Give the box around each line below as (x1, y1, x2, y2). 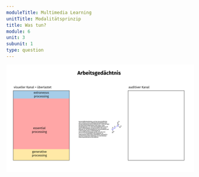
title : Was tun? (6, 22, 46, 28)
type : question (6, 48, 44, 53)
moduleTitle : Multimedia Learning (6, 10, 92, 15)
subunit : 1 (6, 41, 33, 47)
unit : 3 (6, 34, 26, 41)
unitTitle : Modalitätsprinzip (6, 15, 82, 22)
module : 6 (6, 29, 31, 34)
